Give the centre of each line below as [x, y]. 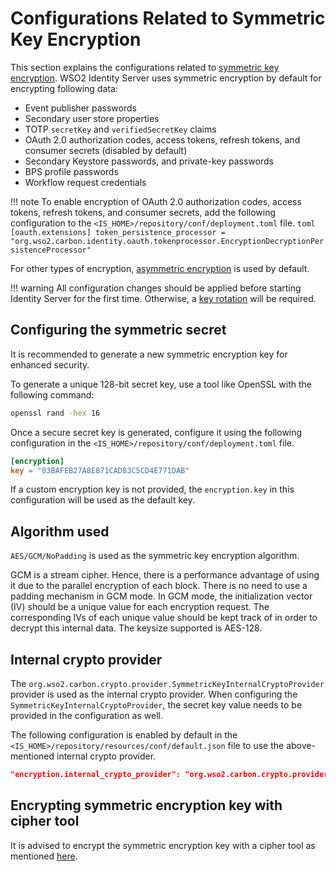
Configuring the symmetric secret [118, 330]
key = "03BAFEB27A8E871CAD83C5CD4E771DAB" [100, 470]
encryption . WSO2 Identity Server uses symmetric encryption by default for [166, 78]
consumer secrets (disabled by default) [106, 150]
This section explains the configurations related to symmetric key [145, 67]
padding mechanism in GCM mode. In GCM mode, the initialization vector [161, 596]
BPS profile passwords [71, 171]
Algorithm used [60, 531]
